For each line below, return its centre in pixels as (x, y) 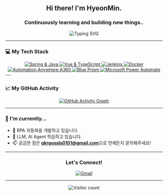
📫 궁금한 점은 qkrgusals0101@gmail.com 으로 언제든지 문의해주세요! (81, 143)
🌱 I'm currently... (26, 119)
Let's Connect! (84, 162)
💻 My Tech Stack (27, 51)
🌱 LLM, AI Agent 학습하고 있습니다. (47, 136)
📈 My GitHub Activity (32, 88)
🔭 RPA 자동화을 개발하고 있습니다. (45, 130)
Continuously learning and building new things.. (84, 23)
